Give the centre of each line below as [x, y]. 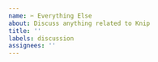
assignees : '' [32, 46]
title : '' [25, 31]
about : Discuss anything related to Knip [79, 23]
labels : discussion [41, 38]
